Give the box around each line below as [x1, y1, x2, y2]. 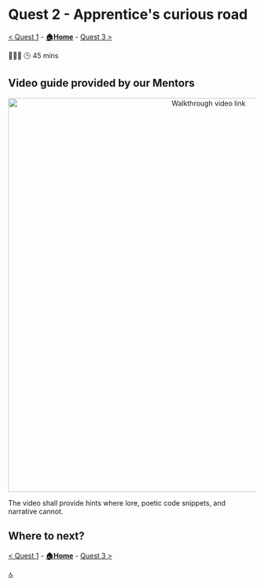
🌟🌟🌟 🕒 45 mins [8, 50, 59, 60]
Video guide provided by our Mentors [8, 76, 195, 90]
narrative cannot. [8, 506, 64, 516]
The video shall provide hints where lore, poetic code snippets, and [8, 498, 226, 507]
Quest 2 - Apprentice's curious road [8, 6, 248, 24]
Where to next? [8, 529, 85, 543]
